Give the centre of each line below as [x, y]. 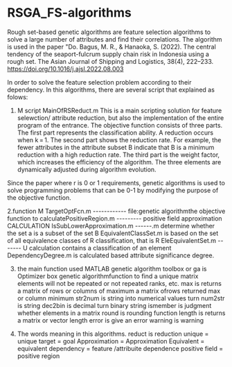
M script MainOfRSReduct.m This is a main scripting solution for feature [119, 110]
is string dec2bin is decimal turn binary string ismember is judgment [114, 305]
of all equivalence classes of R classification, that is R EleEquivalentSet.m [112, 240]
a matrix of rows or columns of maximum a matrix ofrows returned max [118, 291]
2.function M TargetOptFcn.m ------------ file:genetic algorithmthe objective [116, 211]
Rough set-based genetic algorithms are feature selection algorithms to [109, 32]
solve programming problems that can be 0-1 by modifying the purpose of [113, 190]
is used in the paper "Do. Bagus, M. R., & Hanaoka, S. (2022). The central [111, 46]
